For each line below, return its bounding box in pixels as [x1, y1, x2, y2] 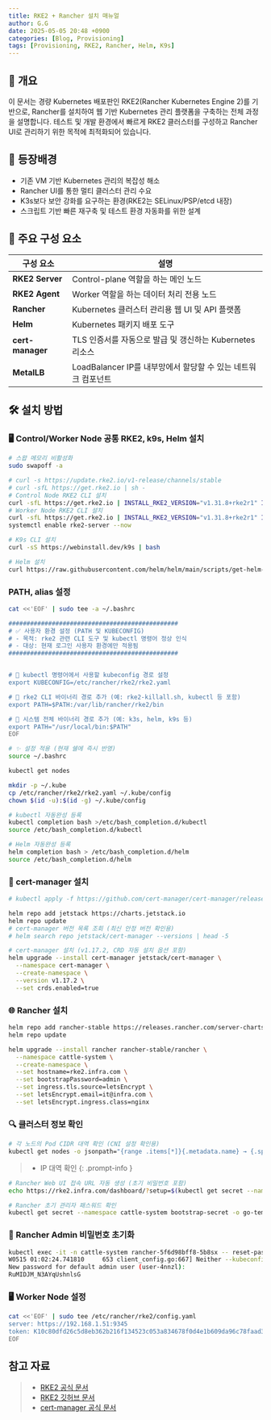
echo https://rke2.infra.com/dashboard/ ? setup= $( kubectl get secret [8, 1187, 244, 1195]
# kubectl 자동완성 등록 [8, 811, 82, 819]
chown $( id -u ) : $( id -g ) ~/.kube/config [8, 796, 147, 804]
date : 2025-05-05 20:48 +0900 [8, 27, 110, 35]
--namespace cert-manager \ [15, 962, 110, 970]
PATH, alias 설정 [8, 586, 71, 597]
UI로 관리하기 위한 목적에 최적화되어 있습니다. [8, 127, 152, 136]
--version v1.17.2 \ [15, 976, 85, 984]
